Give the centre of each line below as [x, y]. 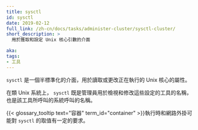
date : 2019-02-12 [28, 23]
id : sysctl [20, 17]
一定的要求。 [73, 120]
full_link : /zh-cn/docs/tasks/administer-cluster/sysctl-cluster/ [91, 29]
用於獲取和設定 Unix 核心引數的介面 [51, 40]
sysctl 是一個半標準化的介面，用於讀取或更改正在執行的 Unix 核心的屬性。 [98, 79]
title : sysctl [24, 12]
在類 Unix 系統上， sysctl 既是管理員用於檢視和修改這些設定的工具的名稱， [99, 92]
